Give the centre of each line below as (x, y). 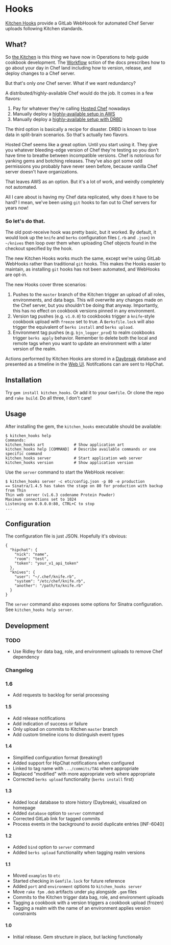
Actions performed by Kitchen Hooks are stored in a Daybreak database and (86, 359)
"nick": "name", (32, 555)
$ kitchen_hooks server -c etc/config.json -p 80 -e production (75, 481)
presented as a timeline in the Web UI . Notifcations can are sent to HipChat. (85, 364)
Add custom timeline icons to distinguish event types (68, 734)
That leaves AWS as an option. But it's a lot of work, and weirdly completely (85, 182)
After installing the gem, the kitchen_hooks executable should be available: (83, 426)
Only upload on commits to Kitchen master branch (65, 729)
